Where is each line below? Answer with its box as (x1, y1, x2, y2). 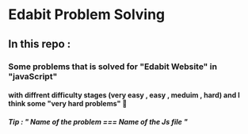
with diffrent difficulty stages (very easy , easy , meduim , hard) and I (8, 90, 240, 100)
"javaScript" (8, 71, 58, 82)
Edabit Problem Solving (8, 6, 166, 24)
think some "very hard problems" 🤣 (8, 99, 128, 109)
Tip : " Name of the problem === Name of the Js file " (8, 117, 188, 126)
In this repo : (8, 37, 71, 51)
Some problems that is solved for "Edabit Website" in (8, 61, 218, 72)
